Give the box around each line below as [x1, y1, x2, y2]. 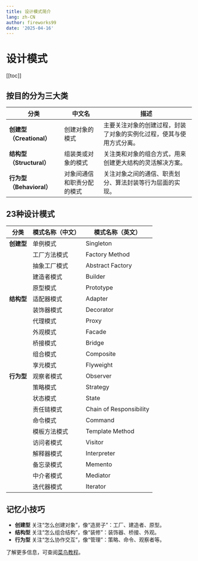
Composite [85, 349, 116, 358]
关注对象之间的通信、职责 [103, 170, 175, 177]
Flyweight [85, 361, 113, 369]
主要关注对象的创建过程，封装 [103, 121, 187, 129]
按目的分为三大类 [6, 91, 68, 101]
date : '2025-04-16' [6, 25, 54, 31]
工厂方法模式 [32, 250, 69, 259]
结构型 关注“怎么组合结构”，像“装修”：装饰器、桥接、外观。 [14, 529, 160, 536]
